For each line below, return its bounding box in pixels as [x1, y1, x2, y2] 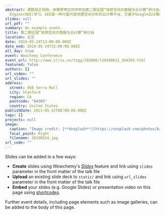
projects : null [5, 117, 36, 122]
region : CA [9, 94, 32, 99]
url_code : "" [5, 140, 32, 145]
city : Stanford [9, 90, 41, 95]
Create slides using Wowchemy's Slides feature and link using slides [12, 163, 153, 169]
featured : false [5, 62, 38, 67]
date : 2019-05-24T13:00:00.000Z [5, 39, 71, 44]
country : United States [9, 104, 58, 108]
